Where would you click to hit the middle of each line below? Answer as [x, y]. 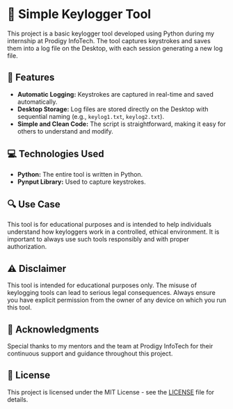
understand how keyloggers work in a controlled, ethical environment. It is [113, 232]
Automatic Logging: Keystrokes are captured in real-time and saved [115, 94]
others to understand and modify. [65, 131]
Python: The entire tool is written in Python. [80, 174]
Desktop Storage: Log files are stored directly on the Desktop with [113, 109]
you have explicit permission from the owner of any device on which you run [117, 300]
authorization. [27, 247]
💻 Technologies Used [56, 154]
